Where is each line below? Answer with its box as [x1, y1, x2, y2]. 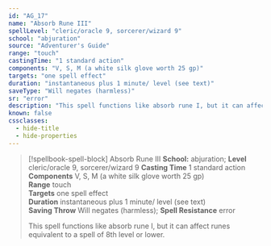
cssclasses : [8, 117, 48, 125]
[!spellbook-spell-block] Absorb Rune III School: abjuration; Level [27, 154, 248, 164]
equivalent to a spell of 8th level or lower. [27, 229, 165, 239]
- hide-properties [15, 131, 78, 140]
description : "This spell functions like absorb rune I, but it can [8, 102, 244, 110]
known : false [8, 110, 52, 118]
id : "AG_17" [8, 11, 48, 20]
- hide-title [15, 124, 60, 132]
